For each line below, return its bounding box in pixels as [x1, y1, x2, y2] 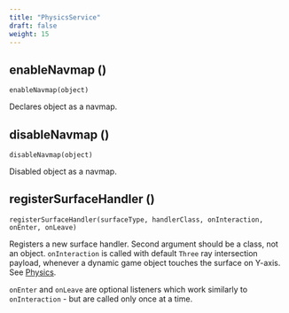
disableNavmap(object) [9, 151, 93, 160]
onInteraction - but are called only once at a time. [9, 293, 193, 304]
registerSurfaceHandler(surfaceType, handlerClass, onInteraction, [9, 215, 264, 224]
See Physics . [9, 267, 57, 278]
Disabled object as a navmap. [9, 166, 117, 176]
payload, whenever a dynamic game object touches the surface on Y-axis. [9, 257, 281, 268]
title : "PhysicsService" [9, 12, 101, 22]
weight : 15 [9, 29, 50, 38]
